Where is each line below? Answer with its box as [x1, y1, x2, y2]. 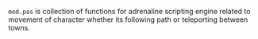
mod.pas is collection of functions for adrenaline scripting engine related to [8, 7, 251, 16]
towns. [8, 23, 30, 32]
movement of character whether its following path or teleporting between [8, 15, 248, 24]
